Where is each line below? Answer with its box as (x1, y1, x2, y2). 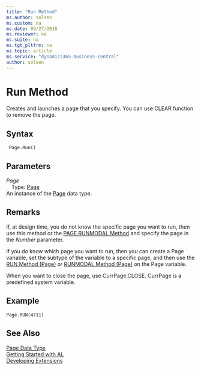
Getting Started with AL (6, 350, 64, 358)
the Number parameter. (6, 236, 64, 243)
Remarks (6, 207, 41, 217)
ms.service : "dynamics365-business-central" (6, 54, 119, 60)
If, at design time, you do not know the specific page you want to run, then (6, 223, 190, 230)
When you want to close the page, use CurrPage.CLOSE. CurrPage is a (6, 272, 182, 279)
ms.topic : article (6, 48, 52, 54)
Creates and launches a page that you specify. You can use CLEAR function (6, 105, 194, 112)
